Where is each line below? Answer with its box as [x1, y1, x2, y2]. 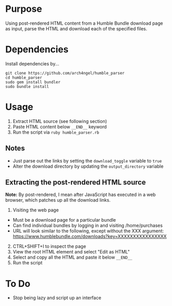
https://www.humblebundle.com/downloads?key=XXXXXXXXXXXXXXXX [12, 233, 167, 240]
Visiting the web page [12, 207, 59, 213]
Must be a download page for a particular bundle [12, 217, 116, 223]
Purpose [5, 3, 42, 15]
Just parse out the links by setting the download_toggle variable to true [12, 157, 162, 164]
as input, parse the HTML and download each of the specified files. [5, 25, 147, 31]
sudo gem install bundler [5, 79, 60, 85]
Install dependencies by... [5, 60, 59, 67]
